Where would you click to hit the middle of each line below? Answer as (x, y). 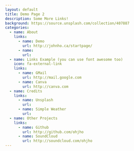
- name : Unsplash (36, 100)
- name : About (24, 32)
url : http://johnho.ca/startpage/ (57, 46)
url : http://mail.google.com (52, 77)
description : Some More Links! (37, 19)
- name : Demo (31, 41)
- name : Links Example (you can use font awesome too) (66, 59)
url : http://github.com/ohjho (53, 132)
